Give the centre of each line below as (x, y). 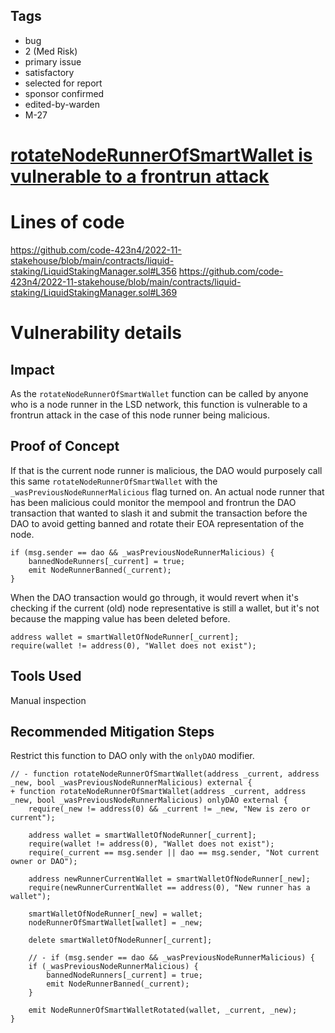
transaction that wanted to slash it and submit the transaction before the (159, 513)
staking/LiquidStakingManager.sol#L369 (94, 292)
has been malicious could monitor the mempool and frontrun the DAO (153, 502)
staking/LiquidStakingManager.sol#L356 (93, 271)
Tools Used (46, 676)
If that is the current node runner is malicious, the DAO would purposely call (166, 470)
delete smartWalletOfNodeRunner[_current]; (120, 940)
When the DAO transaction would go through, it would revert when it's (154, 597)
